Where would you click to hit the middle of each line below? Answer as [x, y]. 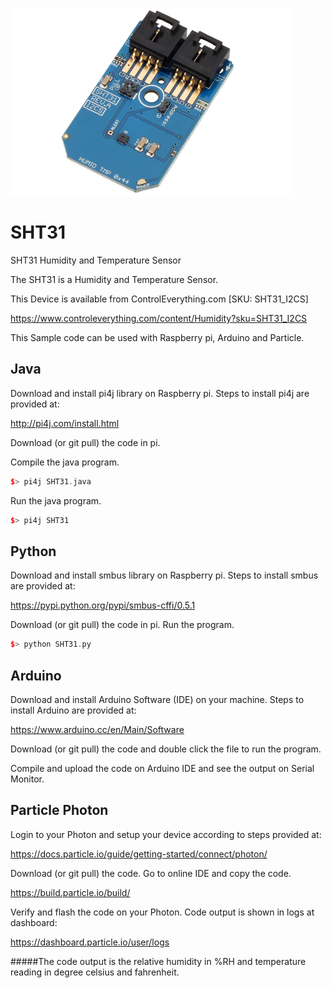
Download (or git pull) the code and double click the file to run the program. [166, 749]
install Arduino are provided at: [73, 710]
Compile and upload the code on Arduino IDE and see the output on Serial [162, 768]
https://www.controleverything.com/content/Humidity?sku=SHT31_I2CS [159, 318]
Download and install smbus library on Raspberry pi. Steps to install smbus [164, 575]
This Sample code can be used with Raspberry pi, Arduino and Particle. [157, 337]
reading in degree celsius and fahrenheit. [95, 972]
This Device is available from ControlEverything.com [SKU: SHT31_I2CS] [159, 299]
